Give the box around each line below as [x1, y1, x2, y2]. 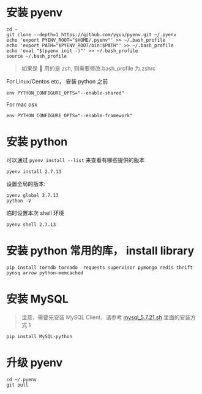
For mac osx [6, 101, 38, 108]
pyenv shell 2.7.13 [6, 222, 56, 228]
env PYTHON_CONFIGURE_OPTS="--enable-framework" [6, 112, 133, 118]
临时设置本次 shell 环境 [6, 209, 64, 217]
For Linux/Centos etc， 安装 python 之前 [6, 77, 108, 85]
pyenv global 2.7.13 [6, 192, 59, 198]
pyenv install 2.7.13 [6, 168, 62, 175]
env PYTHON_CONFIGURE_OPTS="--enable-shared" [6, 90, 124, 96]
